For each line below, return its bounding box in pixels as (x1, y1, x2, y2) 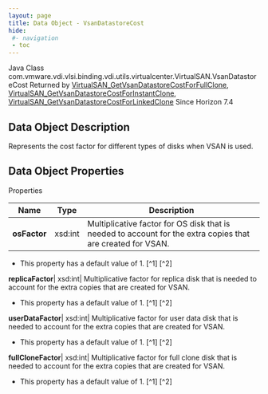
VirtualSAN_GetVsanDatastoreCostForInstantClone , (8, 89, 177, 98)
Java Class (8, 63, 45, 73)
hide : (8, 26, 26, 34)
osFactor (12, 228, 47, 239)
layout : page (8, 11, 52, 20)
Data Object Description (8, 120, 130, 134)
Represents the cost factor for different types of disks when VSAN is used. (8, 141, 254, 151)
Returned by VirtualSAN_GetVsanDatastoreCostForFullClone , (29, 81, 229, 90)
